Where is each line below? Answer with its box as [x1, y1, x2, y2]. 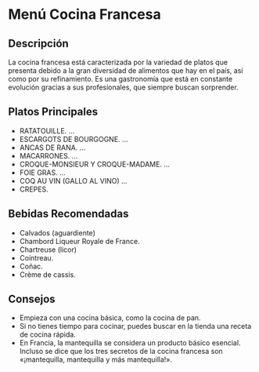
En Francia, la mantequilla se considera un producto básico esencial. [19, 338, 241, 348]
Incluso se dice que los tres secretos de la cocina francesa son [19, 347, 223, 356]
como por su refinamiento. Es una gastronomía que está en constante [8, 75, 233, 83]
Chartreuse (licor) [19, 245, 77, 254]
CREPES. [19, 184, 49, 194]
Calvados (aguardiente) [19, 228, 95, 237]
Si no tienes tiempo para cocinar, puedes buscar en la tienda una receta [19, 322, 252, 331]
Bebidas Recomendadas [8, 207, 129, 221]
